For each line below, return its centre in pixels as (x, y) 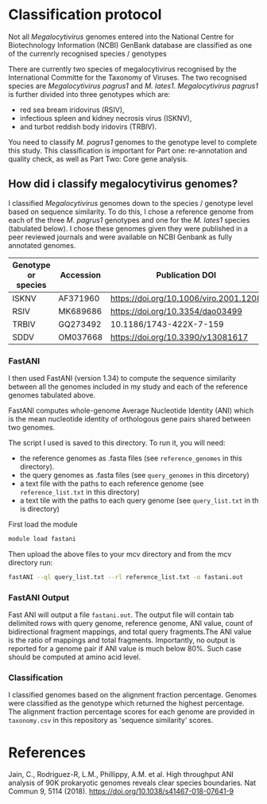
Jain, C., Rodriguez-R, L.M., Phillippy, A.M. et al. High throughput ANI (121, 775)
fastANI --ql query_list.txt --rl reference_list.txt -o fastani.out (126, 577)
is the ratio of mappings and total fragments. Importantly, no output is (122, 640)
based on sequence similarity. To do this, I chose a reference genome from (131, 212)
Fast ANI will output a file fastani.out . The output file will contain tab (121, 615)
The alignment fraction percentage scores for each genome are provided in (132, 712)
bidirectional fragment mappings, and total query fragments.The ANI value (130, 632)
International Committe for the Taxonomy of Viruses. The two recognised (128, 77)
